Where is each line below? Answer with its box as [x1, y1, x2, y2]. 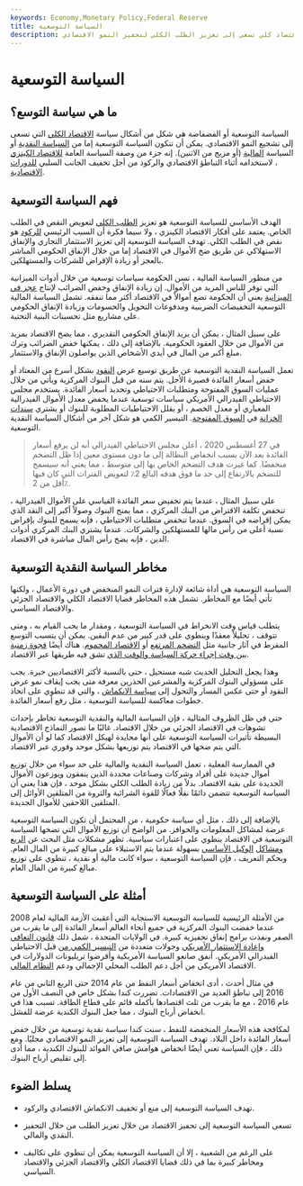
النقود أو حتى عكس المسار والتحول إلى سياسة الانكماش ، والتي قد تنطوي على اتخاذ [10, 685, 289, 696]
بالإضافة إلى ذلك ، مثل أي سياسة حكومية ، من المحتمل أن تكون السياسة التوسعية [10, 814, 281, 825]
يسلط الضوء [10, 1078, 71, 1094]
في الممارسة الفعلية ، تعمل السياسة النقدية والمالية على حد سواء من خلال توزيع [10, 758, 275, 769]
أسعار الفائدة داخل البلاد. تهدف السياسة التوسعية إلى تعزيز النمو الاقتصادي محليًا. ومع [10, 1033, 291, 1044]
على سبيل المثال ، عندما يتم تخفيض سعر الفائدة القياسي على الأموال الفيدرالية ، [10, 495, 276, 506]
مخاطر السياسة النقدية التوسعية [10, 559, 168, 575]
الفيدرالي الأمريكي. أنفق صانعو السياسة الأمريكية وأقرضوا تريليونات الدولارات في [10, 950, 279, 961]
